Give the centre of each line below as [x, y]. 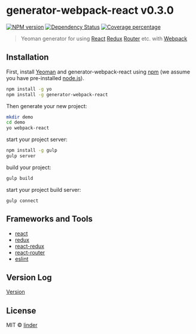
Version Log [29, 278]
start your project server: [37, 140]
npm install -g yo [29, 89]
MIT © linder [22, 325]
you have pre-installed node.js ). [45, 78]
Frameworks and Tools [50, 219]
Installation [27, 57]
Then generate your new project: [47, 106]
